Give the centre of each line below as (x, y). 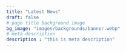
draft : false (23, 17)
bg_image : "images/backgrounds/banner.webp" (63, 28)
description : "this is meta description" (61, 39)
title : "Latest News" (34, 12)
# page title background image (46, 23)
